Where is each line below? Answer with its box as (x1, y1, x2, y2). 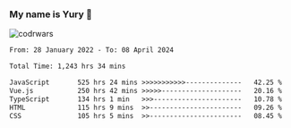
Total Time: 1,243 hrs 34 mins (9, 62, 126, 71)
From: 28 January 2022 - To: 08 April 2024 (9, 46, 175, 55)
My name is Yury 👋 (9, 8, 92, 21)
